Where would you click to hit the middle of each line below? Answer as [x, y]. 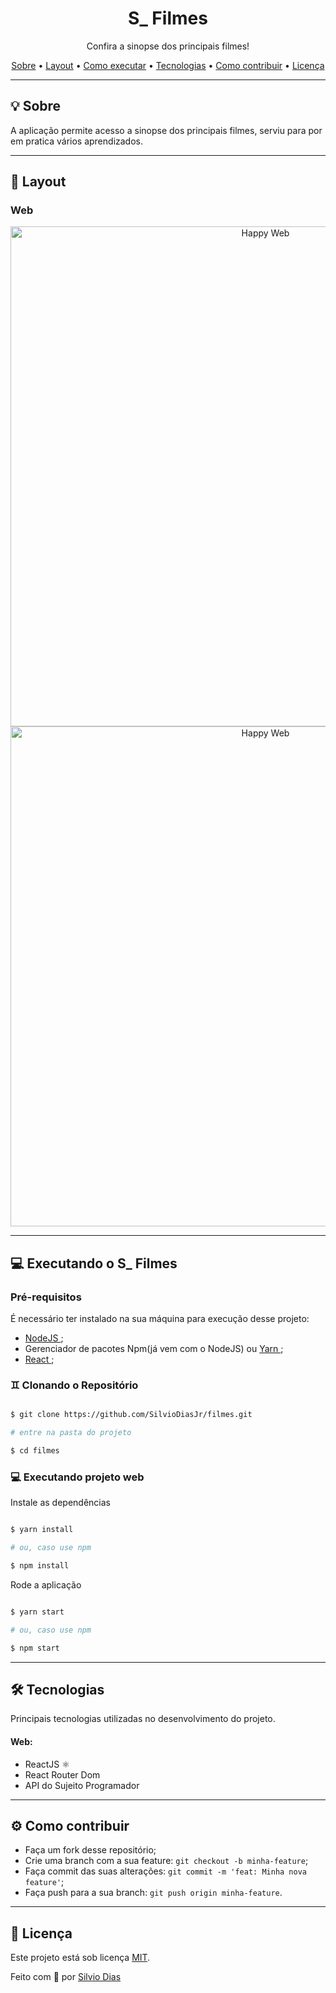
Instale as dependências [60, 1503]
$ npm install [40, 1566]
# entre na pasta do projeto [71, 1433]
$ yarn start [37, 1612]
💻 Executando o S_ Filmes [94, 1263]
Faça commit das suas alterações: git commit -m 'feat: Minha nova [165, 1871]
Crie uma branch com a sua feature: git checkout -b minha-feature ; [166, 1861]
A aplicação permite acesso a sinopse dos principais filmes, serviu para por [166, 130]
